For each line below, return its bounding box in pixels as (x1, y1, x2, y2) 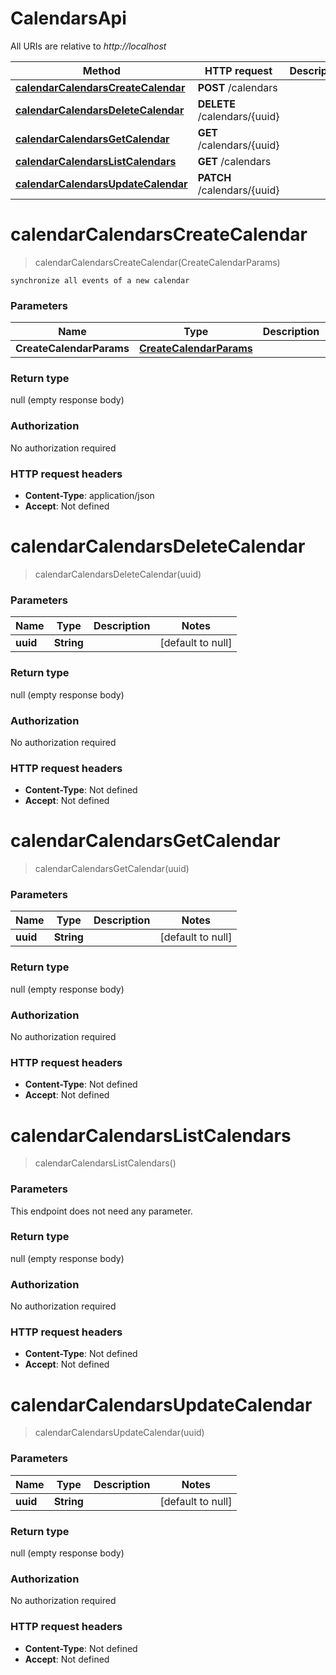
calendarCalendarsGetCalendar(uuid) (34, 863, 190, 875)
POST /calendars (197, 80, 278, 94)
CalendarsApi (10, 7, 127, 30)
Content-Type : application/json (24, 490, 155, 502)
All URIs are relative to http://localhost (10, 40, 167, 52)
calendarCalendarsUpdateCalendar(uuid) (34, 1427, 205, 1439)
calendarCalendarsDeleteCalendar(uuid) (34, 568, 202, 580)
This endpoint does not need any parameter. (10, 1205, 193, 1217)
